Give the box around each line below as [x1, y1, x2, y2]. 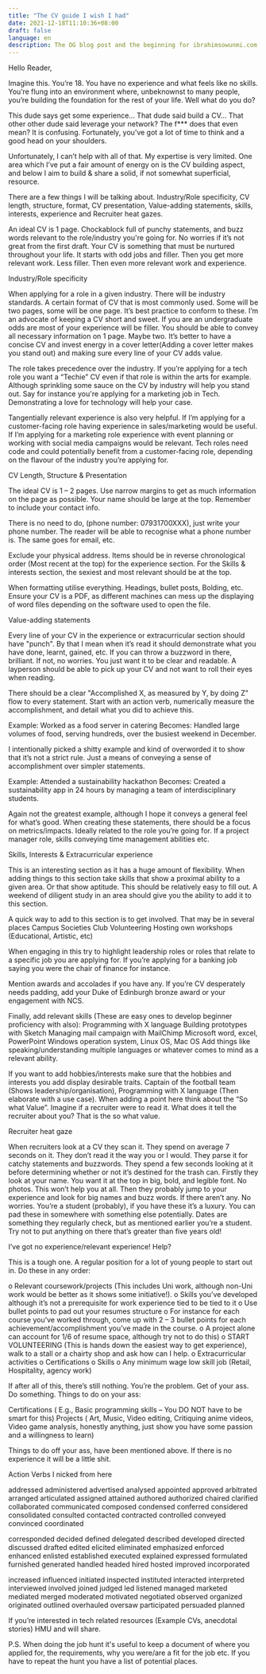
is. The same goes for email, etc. [8, 535, 115, 545]
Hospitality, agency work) [8, 1365, 92, 1376]
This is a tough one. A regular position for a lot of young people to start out [8, 1257, 253, 1267]
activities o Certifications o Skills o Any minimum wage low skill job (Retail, [8, 1357, 252, 1367]
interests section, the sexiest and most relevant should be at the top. [8, 568, 232, 577]
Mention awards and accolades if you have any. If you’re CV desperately [8, 979, 246, 988]
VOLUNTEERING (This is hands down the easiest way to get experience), [8, 1341, 248, 1350]
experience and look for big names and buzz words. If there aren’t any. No [8, 1193, 252, 1202]
